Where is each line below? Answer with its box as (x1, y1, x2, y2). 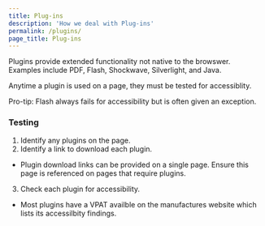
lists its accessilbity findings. (20, 208, 117, 218)
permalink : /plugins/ (8, 27, 82, 35)
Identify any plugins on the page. (20, 135, 131, 145)
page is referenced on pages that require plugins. (20, 168, 187, 178)
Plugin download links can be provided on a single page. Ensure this (20, 160, 250, 169)
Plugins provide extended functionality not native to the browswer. (8, 57, 231, 66)
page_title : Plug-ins (8, 34, 82, 43)
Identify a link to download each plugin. (20, 143, 153, 154)
